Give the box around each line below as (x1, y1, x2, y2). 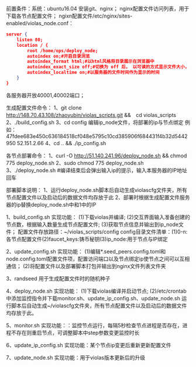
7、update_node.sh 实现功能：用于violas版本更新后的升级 (6, 354, 146, 361)
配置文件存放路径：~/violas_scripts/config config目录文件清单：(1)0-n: (17, 228, 188, 235)
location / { (16, 42, 49, 48)
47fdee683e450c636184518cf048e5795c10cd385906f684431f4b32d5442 (6, 132, 188, 139)
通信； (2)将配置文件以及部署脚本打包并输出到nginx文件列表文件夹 (6, 262, 166, 269)
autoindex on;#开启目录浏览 (27, 53, 90, 59)
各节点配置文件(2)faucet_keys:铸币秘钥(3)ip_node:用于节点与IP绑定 (6, 235, 168, 242)
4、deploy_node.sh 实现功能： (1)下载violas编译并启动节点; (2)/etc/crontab (6, 287, 187, 294)
